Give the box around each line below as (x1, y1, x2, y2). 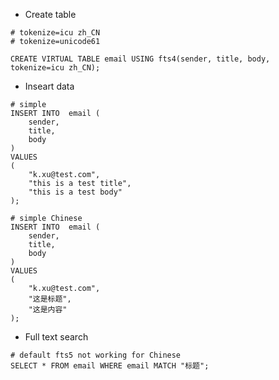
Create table (24, 9, 77, 20)
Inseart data (24, 80, 75, 92)
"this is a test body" (28, 187, 123, 197)
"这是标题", (28, 294, 72, 304)
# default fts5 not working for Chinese (10, 350, 182, 360)
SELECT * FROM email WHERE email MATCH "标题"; (10, 361, 210, 371)
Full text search (24, 331, 89, 343)
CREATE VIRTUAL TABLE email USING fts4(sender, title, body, (10, 54, 271, 64)
